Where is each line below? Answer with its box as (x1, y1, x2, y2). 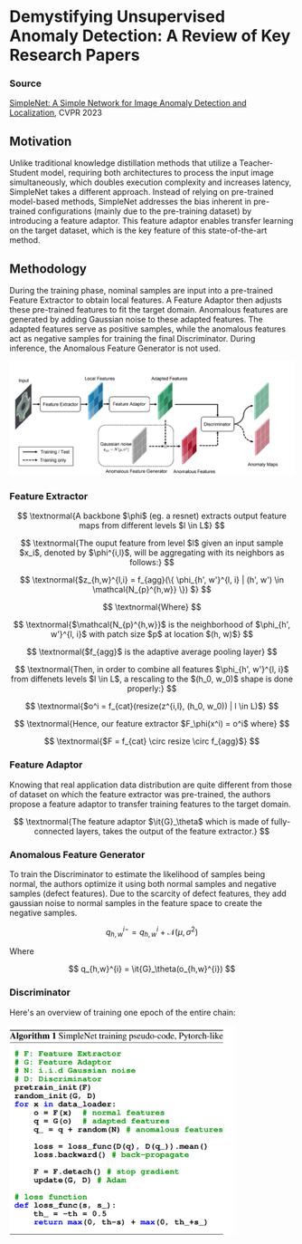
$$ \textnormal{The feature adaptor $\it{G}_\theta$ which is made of (13, 815, 269, 826)
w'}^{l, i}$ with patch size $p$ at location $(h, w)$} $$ (50, 629, 254, 640)
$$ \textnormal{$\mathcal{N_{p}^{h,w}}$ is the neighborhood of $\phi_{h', (13, 619, 291, 631)
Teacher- (239, 158, 274, 169)
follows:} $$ (129, 557, 175, 568)
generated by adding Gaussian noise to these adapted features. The (9, 314, 264, 325)
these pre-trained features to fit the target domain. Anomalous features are (9, 304, 288, 315)
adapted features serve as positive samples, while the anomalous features (9, 323, 287, 334)
